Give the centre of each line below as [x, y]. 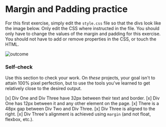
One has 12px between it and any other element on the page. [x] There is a [82, 103]
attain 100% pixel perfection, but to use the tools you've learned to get [78, 83]
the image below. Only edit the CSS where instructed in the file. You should [82, 28]
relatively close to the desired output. [43, 88]
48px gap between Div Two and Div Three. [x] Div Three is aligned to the [80, 109]
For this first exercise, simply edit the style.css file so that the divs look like [83, 23]
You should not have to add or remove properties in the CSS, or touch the [81, 39]
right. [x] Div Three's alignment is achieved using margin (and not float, [78, 114]
